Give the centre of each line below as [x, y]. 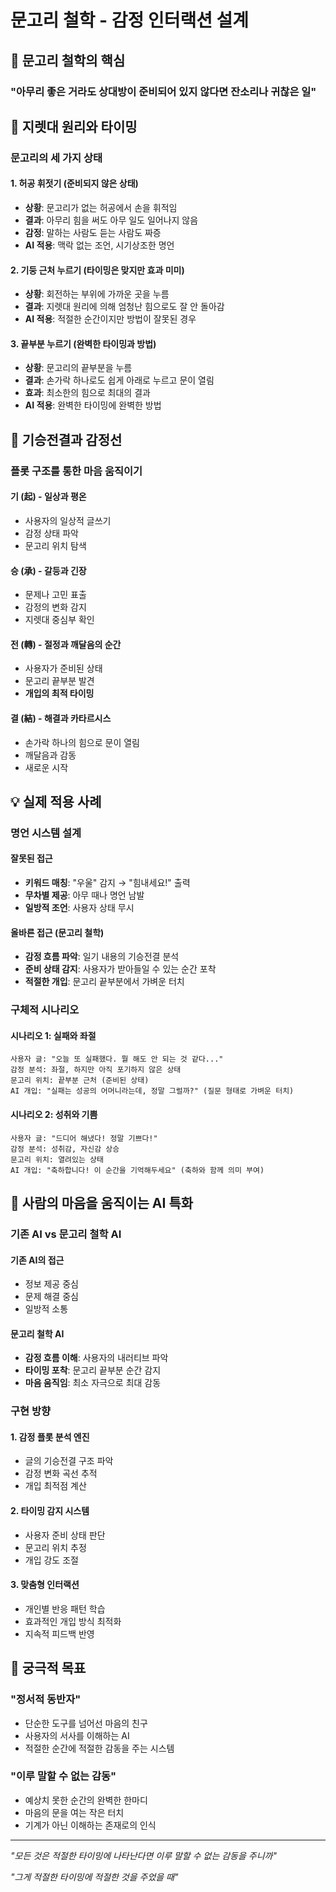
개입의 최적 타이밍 [59, 693]
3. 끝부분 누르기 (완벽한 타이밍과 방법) [83, 343]
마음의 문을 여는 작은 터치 [74, 1812]
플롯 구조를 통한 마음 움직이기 [76, 471]
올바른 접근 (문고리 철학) [57, 932]
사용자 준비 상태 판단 [65, 1535]
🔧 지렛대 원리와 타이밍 [74, 126]
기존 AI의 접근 [37, 1260]
